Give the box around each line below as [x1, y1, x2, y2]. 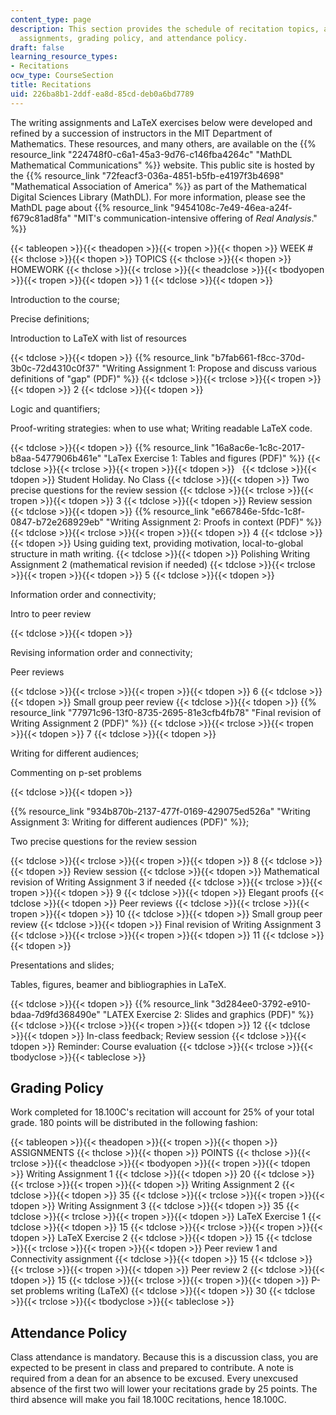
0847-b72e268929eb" [10, 516, 104, 528]
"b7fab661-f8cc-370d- [210, 351, 306, 363]
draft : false [10, 42, 65, 53]
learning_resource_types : [10, 52, 118, 62]
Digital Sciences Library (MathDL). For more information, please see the [10, 191, 306, 203]
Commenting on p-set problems [10, 766, 142, 778]
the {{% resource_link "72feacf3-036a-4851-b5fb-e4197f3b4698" [10, 169, 285, 181]
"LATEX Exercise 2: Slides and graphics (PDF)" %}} [102, 1008, 315, 1020]
